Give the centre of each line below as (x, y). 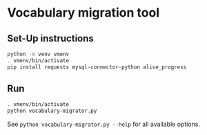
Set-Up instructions (51, 38)
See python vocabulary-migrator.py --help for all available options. (103, 124)
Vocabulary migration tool (83, 13)
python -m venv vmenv (38, 54)
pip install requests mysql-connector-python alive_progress (97, 67)
